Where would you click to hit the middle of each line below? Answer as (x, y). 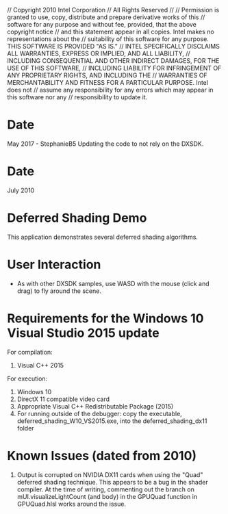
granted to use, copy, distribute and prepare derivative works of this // (106, 17)
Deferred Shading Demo (77, 218)
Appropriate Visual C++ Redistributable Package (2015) (95, 406)
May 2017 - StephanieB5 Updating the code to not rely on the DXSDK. (105, 144)
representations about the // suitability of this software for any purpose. (108, 39)
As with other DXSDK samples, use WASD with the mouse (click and (113, 283)
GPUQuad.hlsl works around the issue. (72, 504)
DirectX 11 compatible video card (63, 399)
